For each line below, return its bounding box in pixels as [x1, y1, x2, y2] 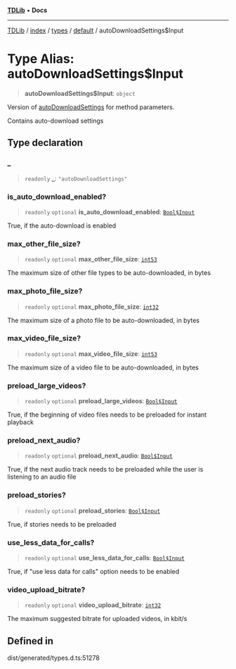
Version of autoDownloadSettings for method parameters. [7, 102, 175, 111]
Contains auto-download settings [7, 116, 104, 125]
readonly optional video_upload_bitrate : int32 [24, 601, 162, 609]
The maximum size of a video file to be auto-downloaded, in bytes [7, 363, 199, 372]
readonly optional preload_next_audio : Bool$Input [24, 451, 173, 460]
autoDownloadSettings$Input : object [24, 89, 136, 97]
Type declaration [7, 137, 83, 149]
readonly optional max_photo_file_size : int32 [24, 302, 159, 311]
